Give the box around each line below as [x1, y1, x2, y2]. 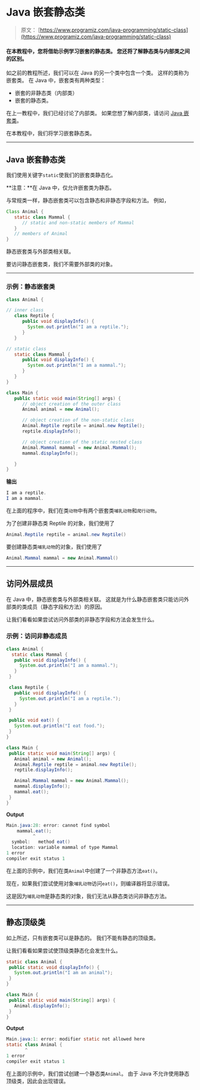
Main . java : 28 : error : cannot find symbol [6, 822, 111, 828]
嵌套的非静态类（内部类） [14, 89, 78, 97]
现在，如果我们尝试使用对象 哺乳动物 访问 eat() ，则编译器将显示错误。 [6, 879, 173, 887]
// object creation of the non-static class [21, 417, 135, 424]
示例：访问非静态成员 [6, 632, 67, 640]
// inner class [6, 307, 44, 313]
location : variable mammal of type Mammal [11, 845, 118, 851]
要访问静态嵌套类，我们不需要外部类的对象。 [6, 261, 116, 268]
